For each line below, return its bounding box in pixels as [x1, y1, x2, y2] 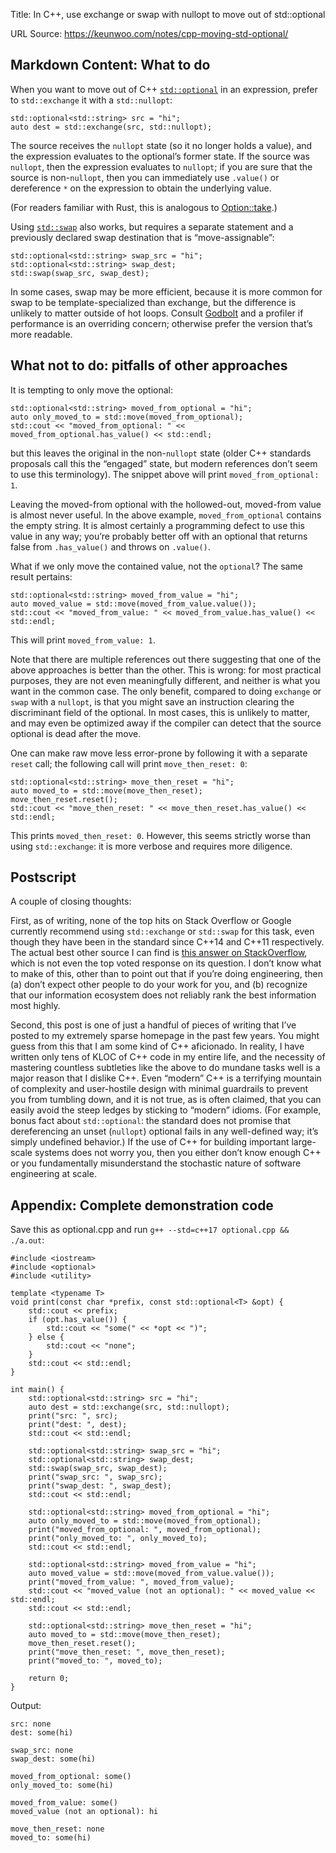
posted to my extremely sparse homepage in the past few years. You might [10, 1030, 320, 1042]
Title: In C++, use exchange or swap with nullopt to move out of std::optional [10, 9, 326, 20]
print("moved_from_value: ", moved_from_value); [28, 1577, 235, 1588]
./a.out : [10, 1234, 45, 1246]
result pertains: [10, 570, 73, 583]
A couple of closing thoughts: [10, 895, 132, 908]
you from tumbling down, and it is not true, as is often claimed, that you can [10, 1094, 322, 1106]
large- [291, 1136, 317, 1148]
